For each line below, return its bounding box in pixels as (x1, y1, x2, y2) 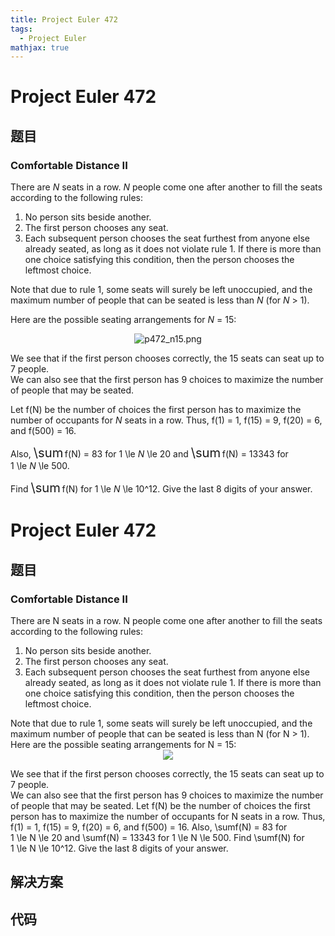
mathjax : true (10, 42, 70, 53)
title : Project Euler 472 (10, 14, 118, 25)
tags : (10, 24, 33, 34)
